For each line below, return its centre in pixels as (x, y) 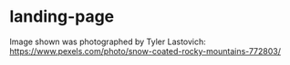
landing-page (62, 17)
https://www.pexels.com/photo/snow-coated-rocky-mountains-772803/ (145, 51)
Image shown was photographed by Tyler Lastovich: (108, 42)
